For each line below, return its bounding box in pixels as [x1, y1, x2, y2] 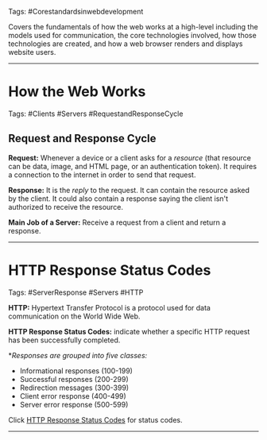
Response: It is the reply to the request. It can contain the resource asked [8, 185, 250, 195]
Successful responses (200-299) [19, 374, 129, 384]
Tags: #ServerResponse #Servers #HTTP [8, 288, 144, 297]
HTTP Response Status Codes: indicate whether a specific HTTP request [8, 326, 250, 336]
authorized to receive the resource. [8, 202, 124, 211]
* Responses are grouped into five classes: [8, 350, 148, 360]
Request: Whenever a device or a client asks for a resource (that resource [8, 152, 252, 162]
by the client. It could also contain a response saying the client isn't [8, 194, 229, 203]
